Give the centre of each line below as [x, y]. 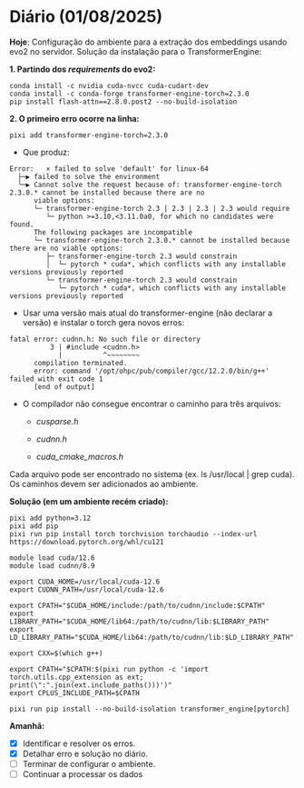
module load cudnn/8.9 [52, 565]
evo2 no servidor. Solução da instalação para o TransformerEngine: [136, 51]
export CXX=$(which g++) [56, 653]
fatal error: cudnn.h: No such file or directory [105, 339]
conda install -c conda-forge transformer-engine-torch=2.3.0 [129, 94]
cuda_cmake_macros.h [80, 456]
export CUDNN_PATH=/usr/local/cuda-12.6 [87, 589]
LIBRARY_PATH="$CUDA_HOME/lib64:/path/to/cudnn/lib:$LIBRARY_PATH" [140, 621]
